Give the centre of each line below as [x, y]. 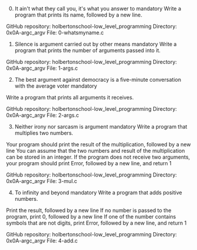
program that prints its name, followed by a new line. [78, 15]
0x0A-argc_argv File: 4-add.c [42, 241]
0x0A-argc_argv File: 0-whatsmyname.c [55, 33]
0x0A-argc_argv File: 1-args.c [42, 68]
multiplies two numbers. [44, 133]
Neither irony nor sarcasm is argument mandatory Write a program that [101, 126]
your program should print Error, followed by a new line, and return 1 [89, 163]
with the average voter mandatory [56, 86]
